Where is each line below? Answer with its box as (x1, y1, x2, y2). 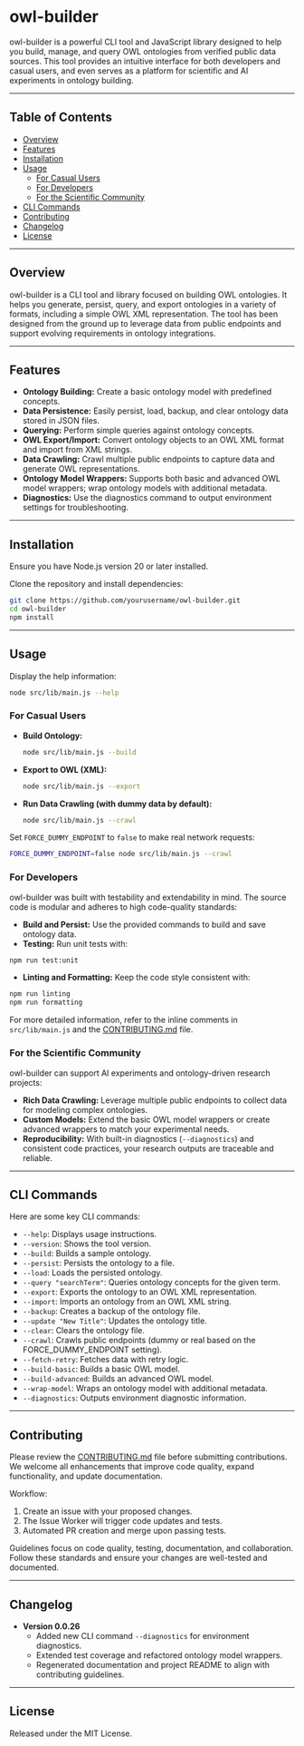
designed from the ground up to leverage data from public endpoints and (9, 317, 282, 328)
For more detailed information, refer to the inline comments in (9, 1014, 238, 1026)
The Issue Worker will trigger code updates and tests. (22, 1516, 223, 1527)
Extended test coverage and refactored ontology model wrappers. (35, 1649, 283, 1661)
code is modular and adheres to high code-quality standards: (9, 901, 238, 912)
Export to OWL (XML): (22, 764, 107, 775)
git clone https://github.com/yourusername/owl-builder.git (9, 596, 242, 605)
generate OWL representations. (22, 463, 140, 474)
